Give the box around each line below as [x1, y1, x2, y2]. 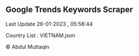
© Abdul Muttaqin [5, 43, 50, 50]
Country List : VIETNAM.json [5, 32, 75, 39]
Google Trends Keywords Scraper [5, 5, 133, 15]
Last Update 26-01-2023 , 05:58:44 [5, 20, 93, 27]
